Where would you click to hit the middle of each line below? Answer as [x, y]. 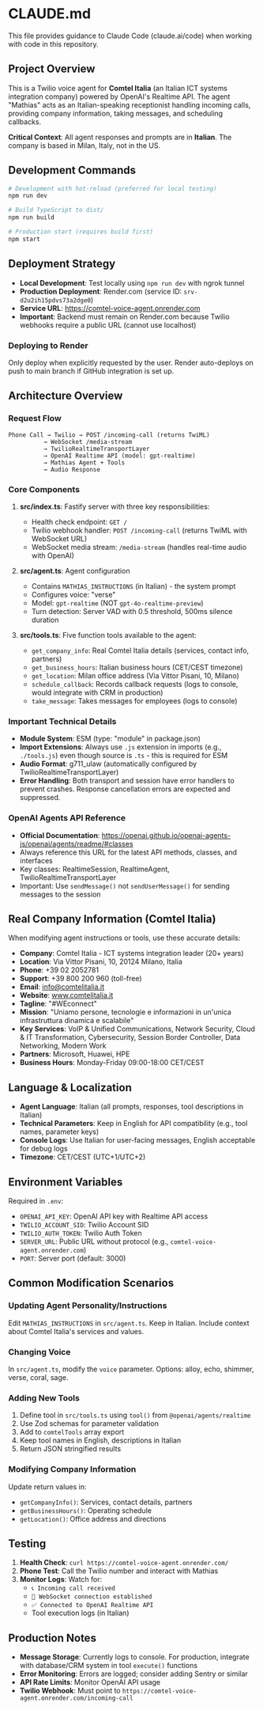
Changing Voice [39, 1352]
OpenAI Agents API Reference [67, 818]
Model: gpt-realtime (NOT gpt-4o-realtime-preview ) [117, 603]
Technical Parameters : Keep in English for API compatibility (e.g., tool [133, 1124]
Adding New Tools [44, 1397]
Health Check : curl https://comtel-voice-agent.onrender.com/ [124, 1563]
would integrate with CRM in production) [97, 692]
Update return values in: [47, 1486]
